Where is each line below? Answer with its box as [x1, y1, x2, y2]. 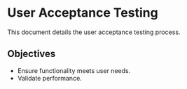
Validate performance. [17, 74, 82, 82]
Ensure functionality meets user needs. [17, 66, 131, 74]
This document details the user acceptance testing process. [7, 28, 181, 36]
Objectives [7, 48, 56, 60]
